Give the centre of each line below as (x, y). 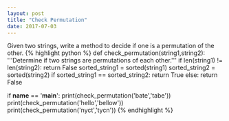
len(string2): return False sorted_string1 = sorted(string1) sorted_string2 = (111, 68)
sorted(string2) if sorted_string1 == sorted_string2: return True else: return (112, 75)
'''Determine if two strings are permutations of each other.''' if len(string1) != (115, 60)
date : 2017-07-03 (32, 26)
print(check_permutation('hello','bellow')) (65, 103)
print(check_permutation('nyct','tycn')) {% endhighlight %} (90, 110)
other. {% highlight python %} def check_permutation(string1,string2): (106, 53)
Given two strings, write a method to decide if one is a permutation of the (111, 46)
